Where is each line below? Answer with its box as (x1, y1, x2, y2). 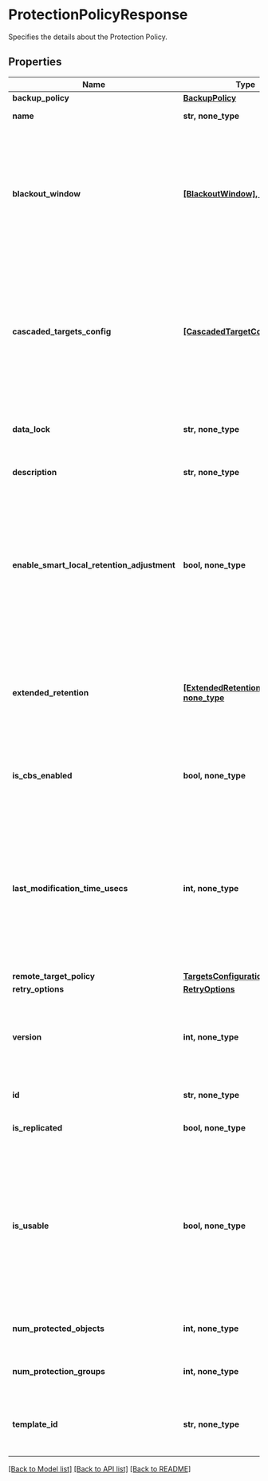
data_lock (12, 423, 50, 434)
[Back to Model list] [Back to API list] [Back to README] (8, 1463, 191, 1474)
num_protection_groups (12, 1365, 105, 1376)
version (12, 1032, 42, 1043)
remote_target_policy (12, 970, 96, 981)
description (12, 466, 57, 477)
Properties (8, 55, 62, 69)
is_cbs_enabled (12, 770, 73, 781)
